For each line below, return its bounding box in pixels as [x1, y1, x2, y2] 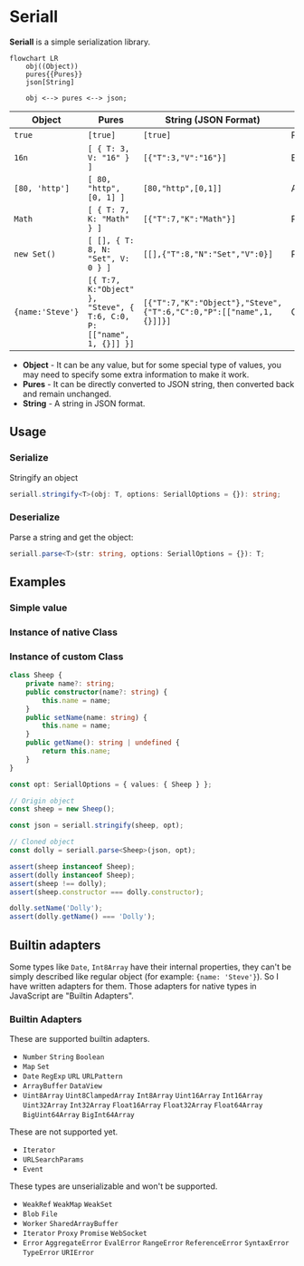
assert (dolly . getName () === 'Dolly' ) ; [9, 912, 156, 921]
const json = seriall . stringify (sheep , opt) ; [9, 821, 184, 831]
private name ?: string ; [25, 679, 116, 688]
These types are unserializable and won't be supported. [9, 1181, 218, 1192]
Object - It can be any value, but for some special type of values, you [22, 359, 282, 370]
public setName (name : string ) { [25, 713, 147, 722]
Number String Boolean [22, 1053, 105, 1062]
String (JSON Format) [165, 113, 261, 126]
